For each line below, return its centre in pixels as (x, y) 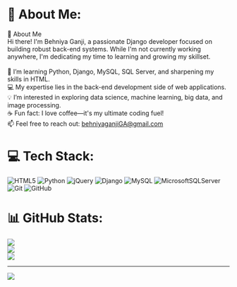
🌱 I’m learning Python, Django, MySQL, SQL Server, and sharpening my (111, 71)
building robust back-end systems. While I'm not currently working (104, 49)
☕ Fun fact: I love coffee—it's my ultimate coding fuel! (86, 113)
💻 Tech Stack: (51, 157)
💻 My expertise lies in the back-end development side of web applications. (117, 87)
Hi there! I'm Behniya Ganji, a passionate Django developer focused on (110, 41)
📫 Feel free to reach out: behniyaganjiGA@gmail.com (85, 124)
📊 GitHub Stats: (55, 218)
